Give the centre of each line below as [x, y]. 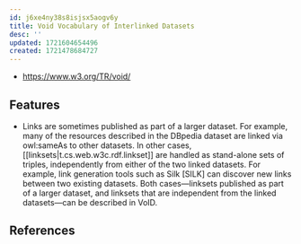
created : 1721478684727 [54, 51]
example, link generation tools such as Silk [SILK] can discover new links [157, 174]
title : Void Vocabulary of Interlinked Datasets [102, 26]
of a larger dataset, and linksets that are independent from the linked [149, 193]
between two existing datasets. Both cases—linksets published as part [153, 183]
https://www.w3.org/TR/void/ [76, 76]
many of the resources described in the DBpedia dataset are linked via [152, 135]
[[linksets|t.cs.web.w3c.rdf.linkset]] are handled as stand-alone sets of [153, 154]
